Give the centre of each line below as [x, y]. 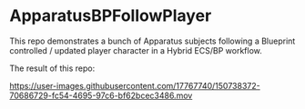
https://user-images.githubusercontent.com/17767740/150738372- [135, 85]
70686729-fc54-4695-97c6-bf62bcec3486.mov [101, 95]
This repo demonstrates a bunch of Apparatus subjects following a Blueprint [152, 41]
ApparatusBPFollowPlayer [111, 16]
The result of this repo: [52, 68]
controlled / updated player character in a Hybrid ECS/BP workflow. [136, 50]
